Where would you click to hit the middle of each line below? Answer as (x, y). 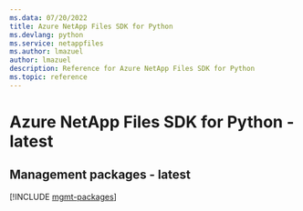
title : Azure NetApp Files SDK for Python (91, 26)
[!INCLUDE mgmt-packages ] (63, 196)
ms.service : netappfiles (57, 43)
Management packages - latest (100, 175)
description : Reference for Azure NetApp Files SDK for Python (132, 69)
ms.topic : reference (49, 77)
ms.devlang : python (47, 35)
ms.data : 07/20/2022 (49, 18)
